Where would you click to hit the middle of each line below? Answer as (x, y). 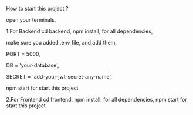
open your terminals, (31, 20)
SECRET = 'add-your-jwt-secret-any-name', (59, 77)
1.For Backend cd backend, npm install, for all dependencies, (79, 31)
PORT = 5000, (23, 54)
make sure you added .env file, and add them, (62, 43)
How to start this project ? (37, 9)
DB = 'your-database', (33, 65)
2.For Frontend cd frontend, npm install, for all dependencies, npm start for (97, 99)
